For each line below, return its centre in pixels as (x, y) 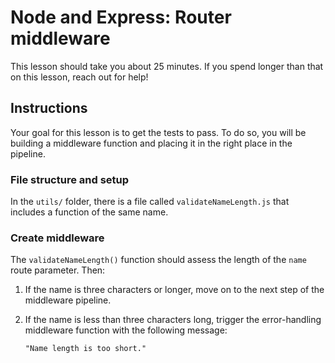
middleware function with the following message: (126, 330)
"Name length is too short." (85, 349)
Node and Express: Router (121, 17)
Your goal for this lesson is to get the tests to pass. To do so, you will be (158, 132)
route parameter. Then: (58, 270)
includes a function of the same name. (89, 212)
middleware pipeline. (68, 300)
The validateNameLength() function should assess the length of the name (158, 260)
